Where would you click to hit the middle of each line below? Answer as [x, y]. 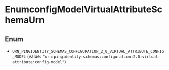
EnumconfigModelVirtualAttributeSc [84, 9]
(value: [34, 56]
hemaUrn [25, 20]
